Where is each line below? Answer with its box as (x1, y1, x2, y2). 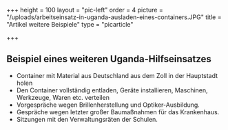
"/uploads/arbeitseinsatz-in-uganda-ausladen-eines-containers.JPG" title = (6, 13, 222, 21)
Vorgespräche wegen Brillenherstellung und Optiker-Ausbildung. (16, 101, 200, 109)
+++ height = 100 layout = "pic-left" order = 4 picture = (6, 6, 163, 14)
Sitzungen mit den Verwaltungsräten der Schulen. (16, 115, 158, 123)
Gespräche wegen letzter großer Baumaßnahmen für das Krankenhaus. (16, 107, 220, 116)
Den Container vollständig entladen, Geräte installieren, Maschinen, (16, 86, 208, 94)
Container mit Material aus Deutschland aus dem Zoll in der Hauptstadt (16, 71, 218, 79)
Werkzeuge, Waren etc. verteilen (16, 93, 110, 101)
